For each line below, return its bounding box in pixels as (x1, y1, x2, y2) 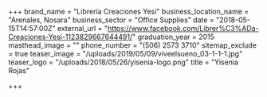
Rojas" (8, 66, 30, 75)
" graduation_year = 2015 (132, 32, 215, 41)
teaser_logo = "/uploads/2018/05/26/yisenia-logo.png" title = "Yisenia (8, 57, 239, 67)
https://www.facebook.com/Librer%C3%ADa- (107, 24, 259, 33)
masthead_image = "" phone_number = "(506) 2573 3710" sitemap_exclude (8, 41, 257, 50)
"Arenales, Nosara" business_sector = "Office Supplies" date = (8, 15, 215, 25)
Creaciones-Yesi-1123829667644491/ (8, 32, 133, 41)
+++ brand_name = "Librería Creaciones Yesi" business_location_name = (8, 7, 249, 16)
